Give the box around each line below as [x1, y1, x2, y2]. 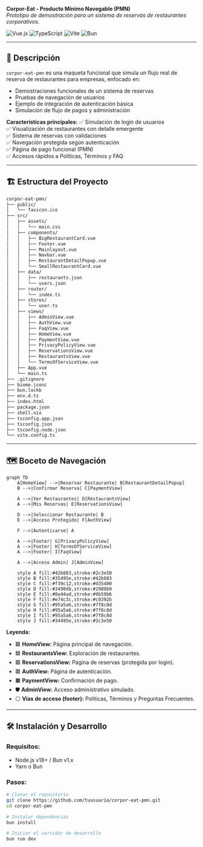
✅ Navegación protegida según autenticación [6, 139, 120, 146]
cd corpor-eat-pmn [6, 803, 53, 809]
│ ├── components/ [6, 230, 59, 236]
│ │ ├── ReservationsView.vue [6, 348, 94, 354]
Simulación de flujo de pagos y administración [14, 106, 130, 114]
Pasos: [6, 778, 27, 786]
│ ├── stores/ [6, 297, 47, 304]
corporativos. [6, 18, 40, 25]
